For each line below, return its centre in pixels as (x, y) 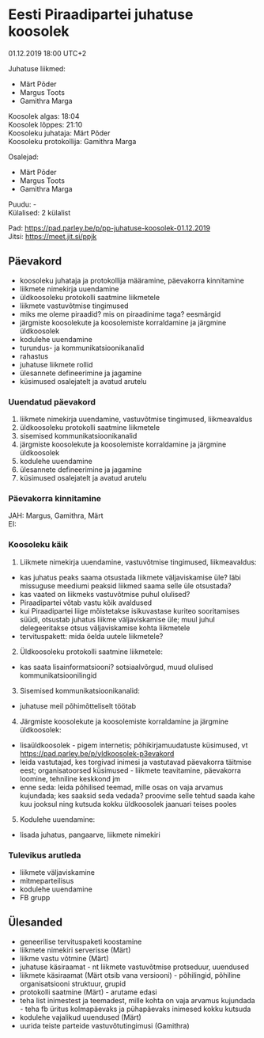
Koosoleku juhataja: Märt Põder (59, 133)
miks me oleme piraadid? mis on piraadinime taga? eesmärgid (120, 314)
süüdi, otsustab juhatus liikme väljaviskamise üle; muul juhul (117, 619)
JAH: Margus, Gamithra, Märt (56, 515)
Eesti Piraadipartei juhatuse (101, 15)
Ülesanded (36, 923)
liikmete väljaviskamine (57, 872)
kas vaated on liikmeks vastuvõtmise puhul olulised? (105, 594)
